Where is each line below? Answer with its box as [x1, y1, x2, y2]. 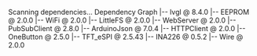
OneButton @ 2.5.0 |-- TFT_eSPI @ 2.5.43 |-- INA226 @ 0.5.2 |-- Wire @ [8, 32, 244, 41]
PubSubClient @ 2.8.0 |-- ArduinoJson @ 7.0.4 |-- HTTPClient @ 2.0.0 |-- [8, 24, 246, 33]
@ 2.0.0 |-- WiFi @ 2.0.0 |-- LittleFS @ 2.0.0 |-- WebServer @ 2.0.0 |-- [8, 16, 237, 25]
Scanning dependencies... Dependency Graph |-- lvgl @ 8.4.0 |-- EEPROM [8, 8, 250, 16]
